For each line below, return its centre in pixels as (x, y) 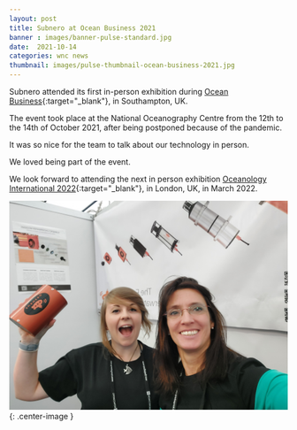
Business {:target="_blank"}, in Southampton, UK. (99, 101)
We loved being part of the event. (70, 162)
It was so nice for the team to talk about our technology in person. (129, 145)
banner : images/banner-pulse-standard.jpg (91, 37)
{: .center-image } (42, 416)
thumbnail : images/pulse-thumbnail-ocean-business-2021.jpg (122, 65)
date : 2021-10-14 (43, 47)
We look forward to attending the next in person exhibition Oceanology (138, 179)
